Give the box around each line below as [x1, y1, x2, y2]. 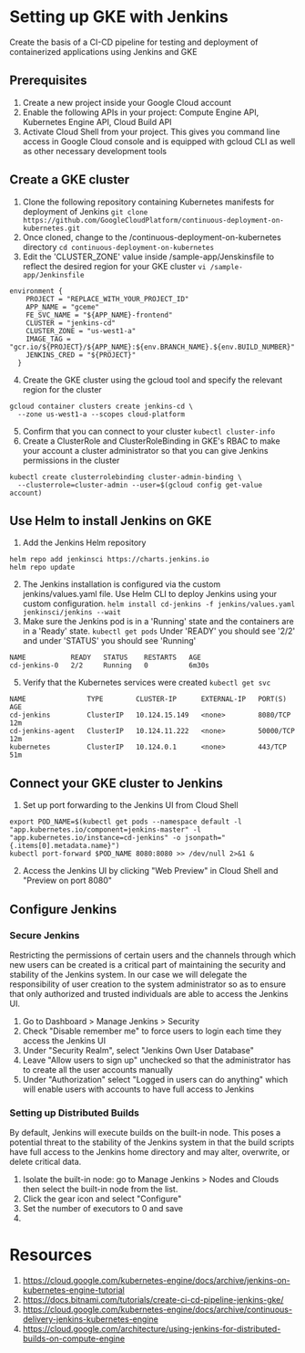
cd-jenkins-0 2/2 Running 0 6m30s [9, 661, 209, 670]
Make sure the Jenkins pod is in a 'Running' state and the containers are [22, 616, 294, 627]
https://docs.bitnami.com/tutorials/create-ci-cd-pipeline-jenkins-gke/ [22, 1295, 284, 1306]
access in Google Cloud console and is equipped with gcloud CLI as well [22, 135, 296, 147]
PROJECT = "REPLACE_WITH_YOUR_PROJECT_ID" [25, 294, 189, 303]
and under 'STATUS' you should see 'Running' [22, 635, 197, 646]
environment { [9, 286, 64, 296]
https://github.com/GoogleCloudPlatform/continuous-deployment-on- [22, 215, 284, 225]
